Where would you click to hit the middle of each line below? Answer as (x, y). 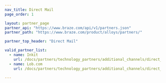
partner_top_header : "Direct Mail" (41, 41)
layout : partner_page (27, 23)
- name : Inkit (24, 55)
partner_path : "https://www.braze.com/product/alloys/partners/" (73, 33)
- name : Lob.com (26, 64)
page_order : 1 (19, 14)
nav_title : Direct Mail (29, 10)
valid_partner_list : (26, 50)
